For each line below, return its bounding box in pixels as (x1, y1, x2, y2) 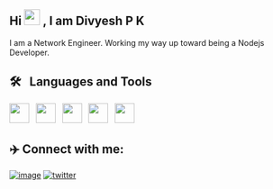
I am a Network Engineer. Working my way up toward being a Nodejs (9, 37, 265, 48)
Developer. (9, 47, 50, 58)
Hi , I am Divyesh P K (9, 13, 145, 29)
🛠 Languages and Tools (9, 74, 152, 90)
